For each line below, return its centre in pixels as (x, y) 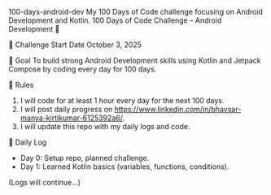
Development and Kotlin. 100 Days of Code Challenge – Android (115, 20)
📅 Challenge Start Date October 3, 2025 (75, 45)
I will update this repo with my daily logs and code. (105, 126)
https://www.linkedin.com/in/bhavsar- (178, 109)
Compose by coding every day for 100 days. (83, 69)
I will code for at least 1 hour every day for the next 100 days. (122, 100)
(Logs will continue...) (45, 182)
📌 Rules (21, 85)
